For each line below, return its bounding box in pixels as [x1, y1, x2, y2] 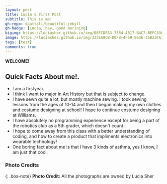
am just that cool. [12, 149, 48, 155]
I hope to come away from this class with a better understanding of [12, 128, 150, 134]
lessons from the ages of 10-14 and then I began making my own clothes [12, 102, 162, 108]
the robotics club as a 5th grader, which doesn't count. [12, 123, 125, 129]
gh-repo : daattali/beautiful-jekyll [5, 21, 81, 26]
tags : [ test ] [5, 40, 32, 45]
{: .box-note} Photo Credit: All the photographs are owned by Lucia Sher [5, 173, 154, 179]
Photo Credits [5, 162, 39, 169]
